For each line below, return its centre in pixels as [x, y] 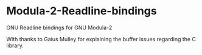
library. [15, 45]
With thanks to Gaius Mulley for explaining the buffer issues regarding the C [101, 39]
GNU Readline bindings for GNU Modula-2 [59, 27]
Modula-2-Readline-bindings [82, 11]
